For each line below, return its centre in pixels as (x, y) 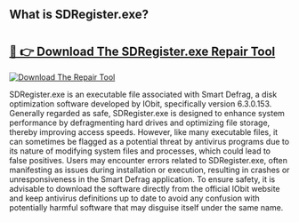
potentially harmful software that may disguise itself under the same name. (146, 207)
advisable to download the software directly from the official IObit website (145, 189)
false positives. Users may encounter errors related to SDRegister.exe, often (148, 160)
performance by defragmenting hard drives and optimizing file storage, (140, 123)
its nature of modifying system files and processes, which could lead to (140, 151)
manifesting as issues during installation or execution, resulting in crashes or (149, 170)
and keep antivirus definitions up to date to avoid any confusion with (134, 198)
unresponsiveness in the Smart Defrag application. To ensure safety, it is (142, 179)
